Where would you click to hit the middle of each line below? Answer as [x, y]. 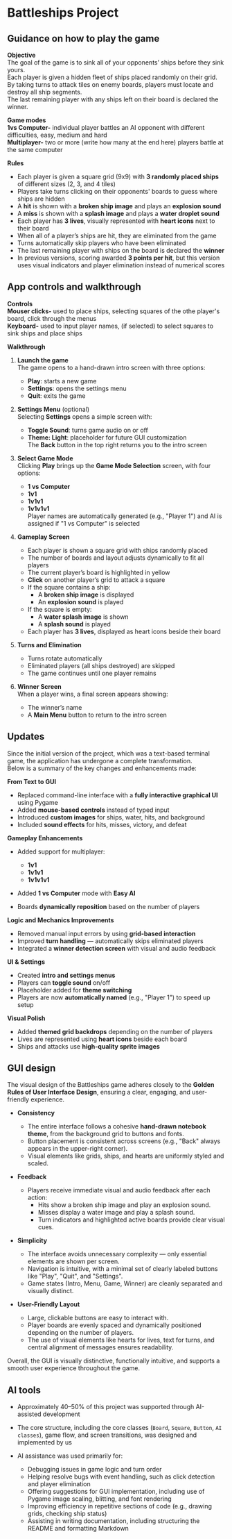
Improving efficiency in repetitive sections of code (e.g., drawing [120, 1506]
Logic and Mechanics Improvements [61, 920]
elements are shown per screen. [73, 1261]
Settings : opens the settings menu [77, 388]
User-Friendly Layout [48, 1304]
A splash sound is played [74, 624]
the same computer [35, 150]
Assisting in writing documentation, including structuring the [114, 1521]
